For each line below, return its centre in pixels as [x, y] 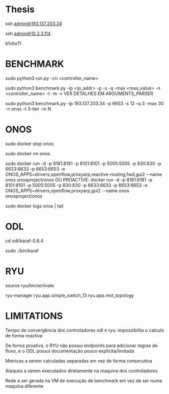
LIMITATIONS [34, 316]
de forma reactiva [24, 335]
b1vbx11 [13, 43]
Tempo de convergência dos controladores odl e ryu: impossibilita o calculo [85, 330]
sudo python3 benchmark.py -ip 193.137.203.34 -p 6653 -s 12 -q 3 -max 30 [84, 103]
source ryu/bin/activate [30, 285]
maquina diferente [24, 386]
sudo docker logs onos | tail [34, 206]
